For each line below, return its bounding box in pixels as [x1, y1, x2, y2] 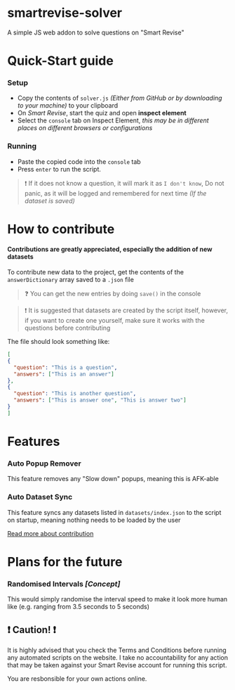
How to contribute [7, 221, 115, 237]
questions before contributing [24, 324, 111, 332]
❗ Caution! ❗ [7, 624, 56, 636]
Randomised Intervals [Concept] [7, 579, 121, 589]
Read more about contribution [7, 529, 94, 537]
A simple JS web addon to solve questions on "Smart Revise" [7, 28, 184, 37]
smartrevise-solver [7, 5, 123, 21]
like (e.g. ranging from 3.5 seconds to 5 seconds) [7, 603, 149, 611]
